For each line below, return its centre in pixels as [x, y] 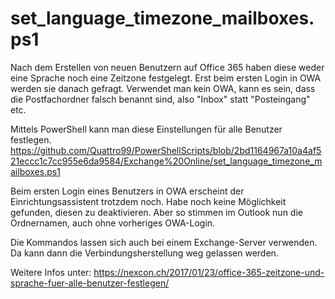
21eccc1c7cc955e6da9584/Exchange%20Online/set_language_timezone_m [166, 161]
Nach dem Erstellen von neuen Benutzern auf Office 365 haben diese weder [167, 67]
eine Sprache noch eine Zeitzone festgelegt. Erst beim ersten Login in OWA [166, 78]
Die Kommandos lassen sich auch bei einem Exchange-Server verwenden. [164, 242]
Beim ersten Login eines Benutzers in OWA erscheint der [127, 191]
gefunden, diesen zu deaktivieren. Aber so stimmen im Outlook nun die [156, 212]
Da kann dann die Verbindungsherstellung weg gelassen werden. [144, 253]
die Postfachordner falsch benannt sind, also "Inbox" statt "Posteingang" [160, 99]
